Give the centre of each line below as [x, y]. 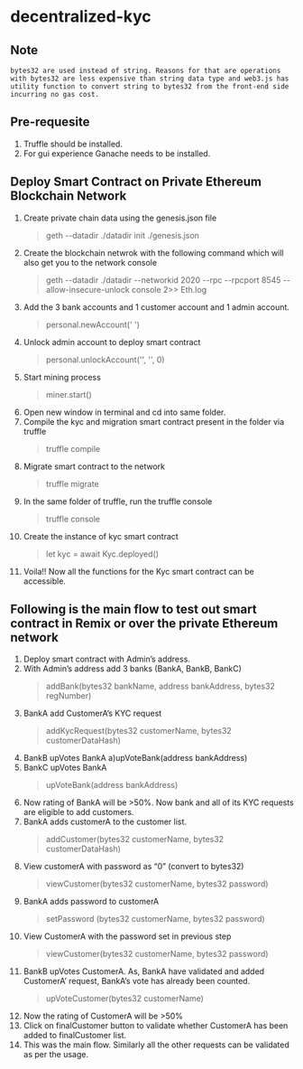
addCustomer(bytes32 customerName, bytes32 [135, 839]
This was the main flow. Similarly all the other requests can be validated [156, 1045]
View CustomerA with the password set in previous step [127, 936]
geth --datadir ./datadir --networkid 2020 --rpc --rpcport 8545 [163, 280]
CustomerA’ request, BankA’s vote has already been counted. [137, 981]
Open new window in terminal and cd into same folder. [124, 412]
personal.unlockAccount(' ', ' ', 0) [105, 360]
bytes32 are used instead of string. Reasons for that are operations [146, 70]
